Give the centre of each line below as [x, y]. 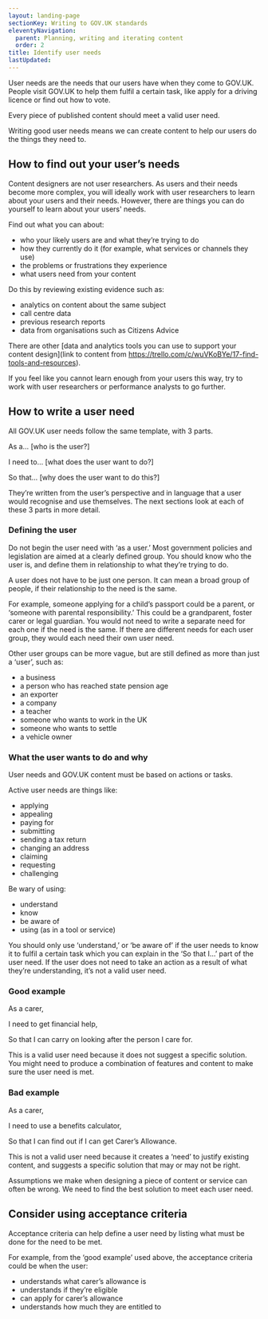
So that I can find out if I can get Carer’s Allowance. [93, 1141]
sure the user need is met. [51, 1072]
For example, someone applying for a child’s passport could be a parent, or [132, 604]
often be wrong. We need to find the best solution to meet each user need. [131, 1189]
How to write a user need [71, 412]
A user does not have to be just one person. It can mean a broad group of [129, 580]
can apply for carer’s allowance [71, 1298]
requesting [37, 865]
